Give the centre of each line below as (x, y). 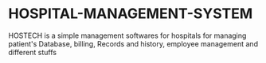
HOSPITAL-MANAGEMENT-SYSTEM (131, 14)
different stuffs (33, 52)
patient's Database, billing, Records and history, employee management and (133, 43)
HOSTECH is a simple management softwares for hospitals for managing (127, 35)
